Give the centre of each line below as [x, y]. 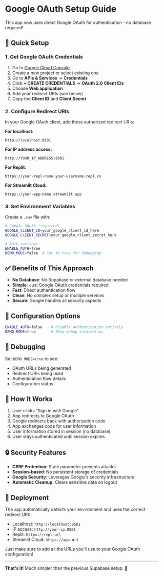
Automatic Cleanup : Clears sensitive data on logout [64, 482]
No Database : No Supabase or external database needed [70, 280]
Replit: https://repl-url [37, 535]
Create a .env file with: [28, 217]
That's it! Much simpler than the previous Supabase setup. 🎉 [66, 568]
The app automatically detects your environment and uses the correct [75, 509]
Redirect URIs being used [38, 373]
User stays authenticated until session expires [58, 437]
